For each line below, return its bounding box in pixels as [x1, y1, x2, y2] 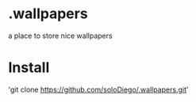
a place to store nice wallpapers [8, 31, 113, 40]
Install [8, 59, 50, 77]
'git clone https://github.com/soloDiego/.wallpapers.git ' [8, 85, 189, 94]
